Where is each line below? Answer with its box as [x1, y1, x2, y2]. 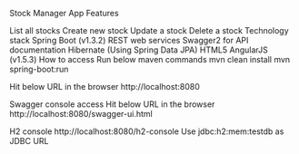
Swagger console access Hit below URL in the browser [9, 99, 215, 110]
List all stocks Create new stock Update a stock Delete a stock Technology [9, 25, 289, 35]
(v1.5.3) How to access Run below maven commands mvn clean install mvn [9, 54, 291, 64]
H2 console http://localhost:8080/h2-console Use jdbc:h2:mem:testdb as [9, 126, 284, 137]
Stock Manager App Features [9, 8, 120, 18]
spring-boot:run [9, 63, 69, 74]
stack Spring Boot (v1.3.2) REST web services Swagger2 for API [9, 35, 249, 45]
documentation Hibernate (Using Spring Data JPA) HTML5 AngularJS [9, 44, 268, 55]
